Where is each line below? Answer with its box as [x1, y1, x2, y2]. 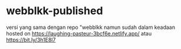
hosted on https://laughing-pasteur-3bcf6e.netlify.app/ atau [6, 30, 152, 37]
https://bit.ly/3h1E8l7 [6, 36, 56, 43]
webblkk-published [6, 4, 103, 18]
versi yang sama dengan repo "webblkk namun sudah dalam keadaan [6, 24, 176, 31]
